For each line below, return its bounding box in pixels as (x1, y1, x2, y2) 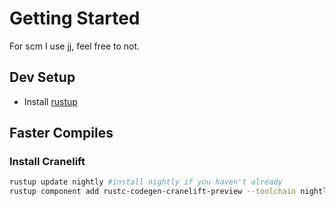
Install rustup (23, 95, 78, 107)
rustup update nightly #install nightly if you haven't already (9, 177, 283, 187)
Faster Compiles (9, 125, 114, 142)
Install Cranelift (9, 155, 86, 169)
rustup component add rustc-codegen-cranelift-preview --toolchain (9, 187, 297, 197)
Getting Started (9, 7, 141, 30)
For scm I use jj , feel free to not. (9, 40, 141, 52)
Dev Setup (9, 69, 76, 86)
